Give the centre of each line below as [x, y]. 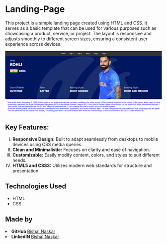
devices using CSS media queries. [47, 145]
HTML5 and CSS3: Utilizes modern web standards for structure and [82, 165]
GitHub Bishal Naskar [34, 231]
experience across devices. [33, 44]
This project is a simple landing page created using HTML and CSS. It [76, 23]
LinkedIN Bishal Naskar [36, 237]
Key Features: [27, 127]
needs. [19, 161]
